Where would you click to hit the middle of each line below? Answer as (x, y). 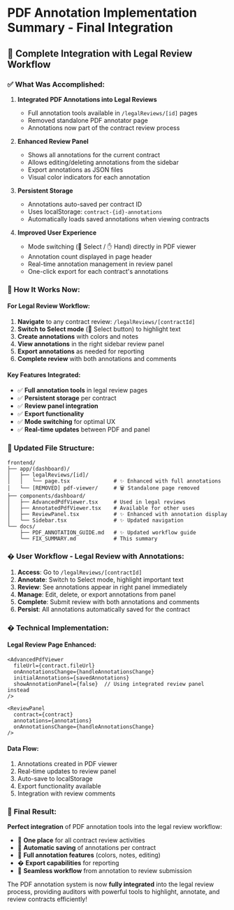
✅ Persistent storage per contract (67, 398)
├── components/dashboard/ (46, 496)
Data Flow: (23, 748)
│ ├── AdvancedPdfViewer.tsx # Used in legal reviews (97, 502)
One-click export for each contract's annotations (98, 271)
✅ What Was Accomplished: (56, 84)
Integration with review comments (66, 793)
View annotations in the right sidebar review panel (90, 344)
